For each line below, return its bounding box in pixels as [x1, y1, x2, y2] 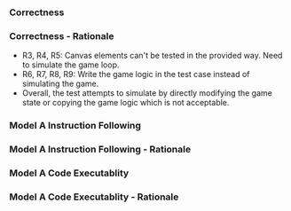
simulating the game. [21, 78, 99, 90]
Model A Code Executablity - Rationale [9, 191, 179, 203]
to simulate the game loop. [21, 59, 120, 70]
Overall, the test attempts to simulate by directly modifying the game [21, 88, 272, 98]
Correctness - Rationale [9, 29, 114, 42]
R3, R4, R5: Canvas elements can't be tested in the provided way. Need [21, 51, 283, 61]
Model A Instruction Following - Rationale [9, 144, 192, 156]
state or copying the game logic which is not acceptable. [21, 98, 230, 108]
